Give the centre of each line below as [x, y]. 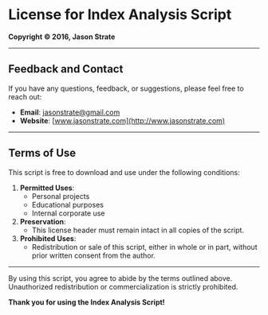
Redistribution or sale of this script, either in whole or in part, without [144, 247]
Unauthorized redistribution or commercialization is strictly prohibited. [123, 286]
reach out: [25, 96]
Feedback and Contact [66, 69]
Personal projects [61, 196]
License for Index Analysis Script [120, 15]
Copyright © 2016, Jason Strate [62, 37]
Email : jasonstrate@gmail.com [70, 112]
